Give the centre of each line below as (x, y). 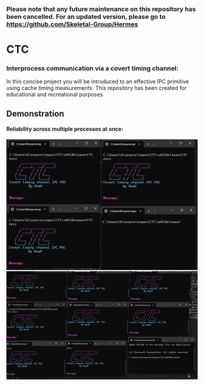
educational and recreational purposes (55, 95)
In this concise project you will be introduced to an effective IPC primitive (98, 81)
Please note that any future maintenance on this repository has (101, 9)
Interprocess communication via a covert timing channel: (93, 69)
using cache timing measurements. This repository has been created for (97, 88)
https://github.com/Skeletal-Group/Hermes (72, 24)
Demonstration (36, 113)
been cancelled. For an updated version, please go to (86, 16)
